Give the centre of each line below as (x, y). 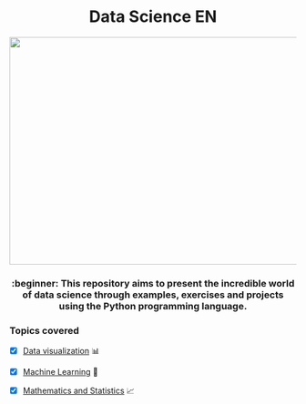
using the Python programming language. (153, 306)
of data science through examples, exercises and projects (153, 295)
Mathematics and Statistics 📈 (78, 391)
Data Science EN (153, 17)
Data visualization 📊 (61, 351)
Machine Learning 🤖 (60, 372)
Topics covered (45, 330)
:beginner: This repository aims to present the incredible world (153, 283)
